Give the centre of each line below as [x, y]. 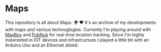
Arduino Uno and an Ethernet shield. [42, 45]
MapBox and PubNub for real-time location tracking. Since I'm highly [75, 34]
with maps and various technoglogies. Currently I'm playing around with [78, 29]
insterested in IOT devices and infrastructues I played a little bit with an [77, 40]
